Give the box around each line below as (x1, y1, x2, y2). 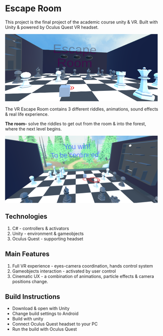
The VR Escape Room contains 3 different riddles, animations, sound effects (5, 106, 159, 112)
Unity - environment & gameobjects (12, 231, 84, 236)
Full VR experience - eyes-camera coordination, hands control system (12, 263, 153, 269)
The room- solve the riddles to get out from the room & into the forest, (5, 121, 146, 126)
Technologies (5, 212, 48, 221)
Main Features (5, 250, 50, 258)
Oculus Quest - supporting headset (12, 235, 83, 242)
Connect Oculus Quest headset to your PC (12, 321, 98, 327)
